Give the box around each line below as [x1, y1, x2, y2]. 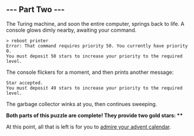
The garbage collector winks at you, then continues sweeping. [6, 100, 158, 107]
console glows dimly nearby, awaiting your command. [6, 26, 137, 33]
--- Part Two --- [6, 5, 65, 15]
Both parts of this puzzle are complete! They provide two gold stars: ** [6, 111, 183, 119]
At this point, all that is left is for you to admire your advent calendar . [6, 123, 172, 130]
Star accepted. [6, 80, 44, 86]
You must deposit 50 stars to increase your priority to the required [6, 53, 183, 59]
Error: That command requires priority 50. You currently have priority [6, 43, 188, 49]
